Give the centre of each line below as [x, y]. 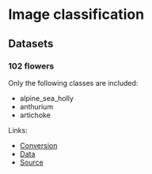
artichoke [35, 115]
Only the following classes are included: [73, 83]
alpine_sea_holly [46, 98]
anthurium [36, 106]
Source [31, 162]
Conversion [38, 145]
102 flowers [31, 66]
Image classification [76, 15]
